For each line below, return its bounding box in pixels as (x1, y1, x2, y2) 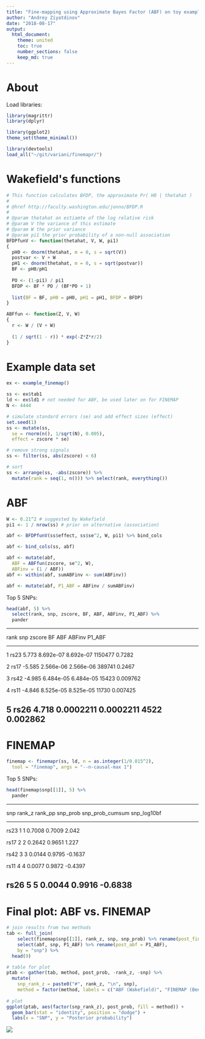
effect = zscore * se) (12, 436, 70, 442)
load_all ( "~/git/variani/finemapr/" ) (6, 151, 103, 157)
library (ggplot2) (6, 129, 51, 135)
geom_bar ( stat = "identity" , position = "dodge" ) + (12, 1009, 146, 1016)
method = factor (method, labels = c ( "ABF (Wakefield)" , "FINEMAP (17, 987, 187, 993)
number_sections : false (17, 49, 78, 55)
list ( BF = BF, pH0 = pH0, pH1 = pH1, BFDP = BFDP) (12, 294, 143, 301)
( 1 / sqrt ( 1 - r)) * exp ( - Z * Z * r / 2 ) (12, 334, 103, 340)
